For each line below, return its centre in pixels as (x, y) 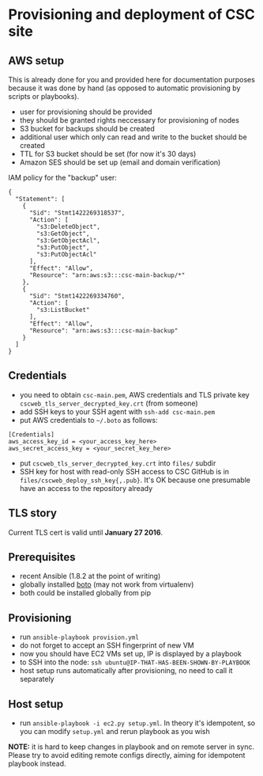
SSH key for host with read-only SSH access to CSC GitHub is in (124, 471)
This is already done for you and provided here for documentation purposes (131, 80)
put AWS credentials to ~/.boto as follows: (88, 420)
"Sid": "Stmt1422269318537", (77, 213)
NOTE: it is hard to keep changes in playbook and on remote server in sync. (131, 747)
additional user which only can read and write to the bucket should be (133, 137)
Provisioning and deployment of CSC (131, 15)
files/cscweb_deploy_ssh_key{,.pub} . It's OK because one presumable (135, 480)
